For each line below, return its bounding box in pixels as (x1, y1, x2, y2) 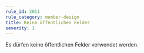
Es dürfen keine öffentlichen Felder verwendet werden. (5, 41, 139, 48)
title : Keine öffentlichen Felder (5, 19, 91, 25)
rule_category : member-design (5, 14, 80, 20)
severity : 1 (5, 25, 35, 31)
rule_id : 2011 (5, 8, 41, 15)
